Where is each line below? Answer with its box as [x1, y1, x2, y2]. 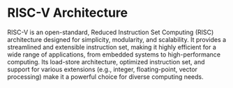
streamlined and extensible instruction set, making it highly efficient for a [7, 43, 216, 51]
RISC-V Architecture [7, 5, 128, 21]
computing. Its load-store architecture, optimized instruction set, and [7, 57, 205, 66]
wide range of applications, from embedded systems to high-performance [7, 50, 221, 59]
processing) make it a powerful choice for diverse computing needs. [7, 72, 204, 81]
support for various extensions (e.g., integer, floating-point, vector [7, 65, 197, 73]
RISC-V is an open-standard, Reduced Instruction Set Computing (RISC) [7, 28, 214, 36]
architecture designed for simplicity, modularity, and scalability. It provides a [7, 35, 227, 43]
